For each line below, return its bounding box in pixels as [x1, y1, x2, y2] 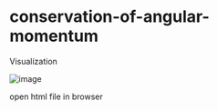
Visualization [9, 55, 57, 66]
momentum [9, 25, 99, 46]
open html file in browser [9, 91, 103, 102]
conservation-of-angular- [9, 6, 210, 27]
